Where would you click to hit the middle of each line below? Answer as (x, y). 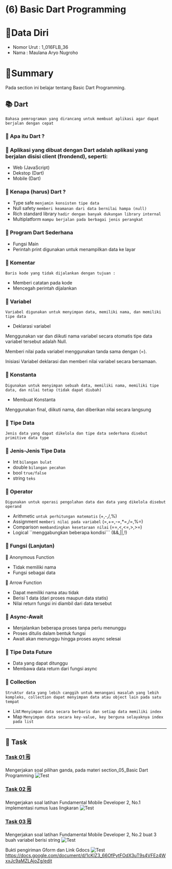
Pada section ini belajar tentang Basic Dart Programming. (66, 88)
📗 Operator (19, 492)
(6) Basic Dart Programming (66, 10)
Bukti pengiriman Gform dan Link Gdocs (48, 850)
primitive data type (27, 438)
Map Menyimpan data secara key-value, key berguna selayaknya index (88, 716)
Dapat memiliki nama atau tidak (46, 592)
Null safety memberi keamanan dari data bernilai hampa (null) (80, 209)
